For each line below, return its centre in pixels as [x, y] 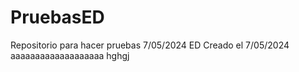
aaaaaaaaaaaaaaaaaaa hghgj [70, 55]
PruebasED [57, 17]
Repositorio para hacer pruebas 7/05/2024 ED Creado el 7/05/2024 [150, 45]
